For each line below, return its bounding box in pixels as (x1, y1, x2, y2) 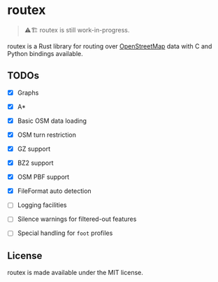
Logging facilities (17, 201, 67, 209)
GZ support (17, 145, 51, 153)
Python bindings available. (7, 49, 83, 58)
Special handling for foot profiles (17, 229, 113, 237)
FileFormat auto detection (17, 187, 92, 195)
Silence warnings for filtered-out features (17, 215, 137, 223)
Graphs (17, 88, 39, 97)
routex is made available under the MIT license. (7, 269, 143, 277)
